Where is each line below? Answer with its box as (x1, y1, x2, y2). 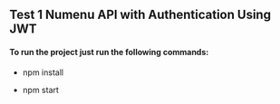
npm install (22, 67, 64, 78)
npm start (22, 84, 59, 95)
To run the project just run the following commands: (9, 46, 209, 57)
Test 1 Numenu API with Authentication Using (9, 7, 272, 23)
